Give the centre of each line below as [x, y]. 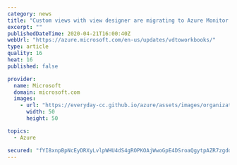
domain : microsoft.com [47, 92]
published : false [33, 66]
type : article [28, 47]
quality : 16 [25, 54]
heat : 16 [20, 60]
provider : [22, 79]
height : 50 [42, 118]
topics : [19, 131]
